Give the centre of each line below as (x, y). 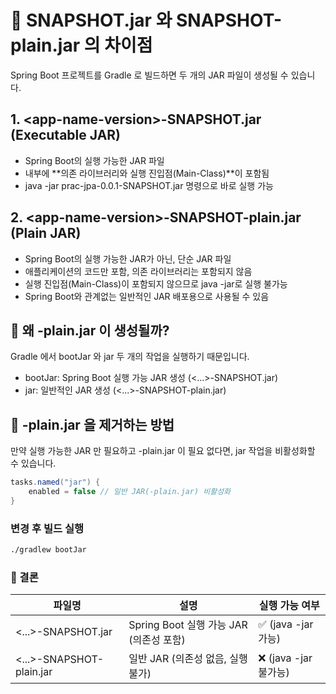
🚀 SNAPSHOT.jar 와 (91, 20)
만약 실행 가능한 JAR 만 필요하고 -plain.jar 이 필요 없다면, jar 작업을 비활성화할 (163, 451)
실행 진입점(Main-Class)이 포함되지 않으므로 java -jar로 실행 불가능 (156, 283)
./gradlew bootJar (48, 550)
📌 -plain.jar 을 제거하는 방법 (92, 424)
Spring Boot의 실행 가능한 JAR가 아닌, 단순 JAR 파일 (128, 258)
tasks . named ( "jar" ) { (55, 482)
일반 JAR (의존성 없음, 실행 (188, 659)
